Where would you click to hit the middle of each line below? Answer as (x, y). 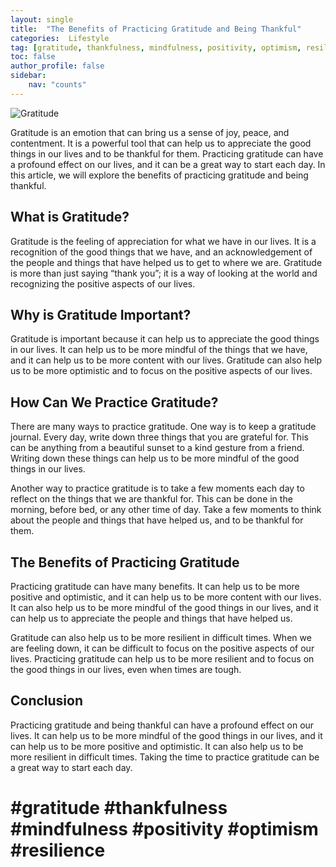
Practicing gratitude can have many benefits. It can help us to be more (155, 586)
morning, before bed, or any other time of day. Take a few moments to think (166, 510)
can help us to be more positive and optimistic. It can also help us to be (157, 746)
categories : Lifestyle (60, 38)
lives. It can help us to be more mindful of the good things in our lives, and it (166, 735)
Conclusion (47, 701)
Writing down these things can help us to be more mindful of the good (155, 458)
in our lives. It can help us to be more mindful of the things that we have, (159, 350)
